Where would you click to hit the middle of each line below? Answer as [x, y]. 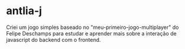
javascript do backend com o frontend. [54, 40]
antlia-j [24, 11]
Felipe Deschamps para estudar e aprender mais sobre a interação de [91, 33]
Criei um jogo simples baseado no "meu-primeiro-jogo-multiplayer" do [92, 27]
